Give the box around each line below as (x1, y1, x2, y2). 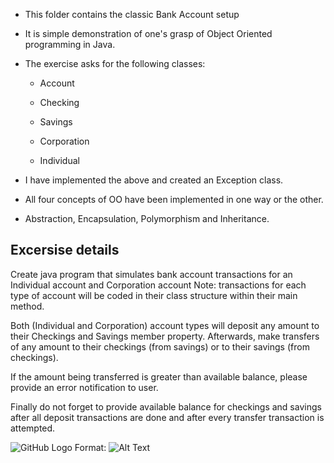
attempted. (10, 422, 56, 434)
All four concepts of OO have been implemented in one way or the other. (24, 194, 324, 205)
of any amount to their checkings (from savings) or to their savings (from (10, 340, 310, 353)
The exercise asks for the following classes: (24, 58, 206, 69)
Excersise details (10, 242, 120, 259)
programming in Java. (24, 39, 116, 50)
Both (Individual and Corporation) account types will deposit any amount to (10, 319, 320, 331)
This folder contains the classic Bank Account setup (24, 9, 240, 20)
